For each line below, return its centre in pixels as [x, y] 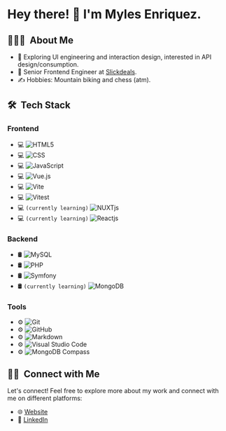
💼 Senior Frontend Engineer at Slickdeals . [77, 72]
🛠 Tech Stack [39, 105]
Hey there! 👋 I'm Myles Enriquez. [104, 14]
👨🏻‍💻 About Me [40, 40]
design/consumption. [48, 64]
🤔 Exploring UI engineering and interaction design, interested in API [114, 57]
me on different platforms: [45, 398]
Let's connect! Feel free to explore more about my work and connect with [113, 391]
